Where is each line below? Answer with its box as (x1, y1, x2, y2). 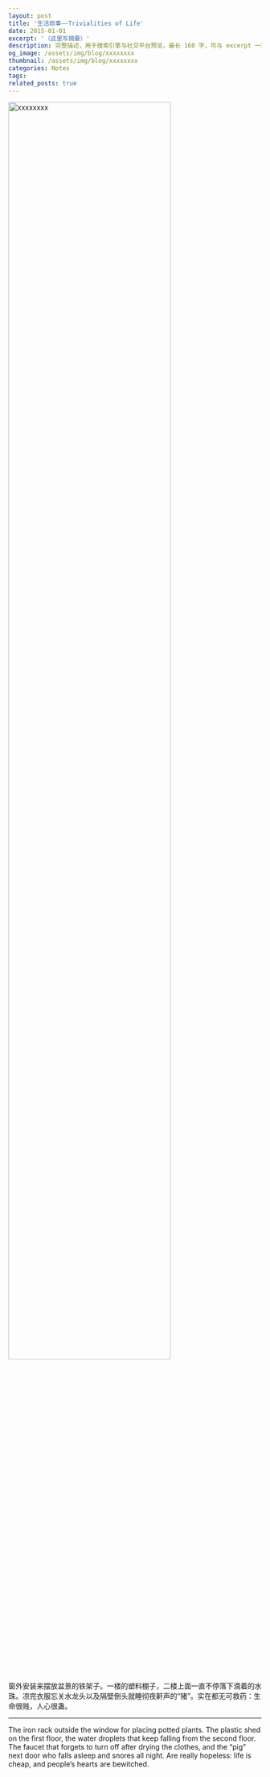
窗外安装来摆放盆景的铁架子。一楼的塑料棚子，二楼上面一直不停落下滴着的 (8, 1681, 255, 1691)
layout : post (8, 11, 52, 20)
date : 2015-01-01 (8, 27, 67, 35)
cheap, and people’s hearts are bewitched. (8, 1758, 149, 1769)
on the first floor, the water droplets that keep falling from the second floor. (8, 1733, 256, 1743)
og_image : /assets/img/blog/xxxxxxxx (8, 49, 135, 57)
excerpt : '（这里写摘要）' (8, 34, 91, 43)
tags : (8, 72, 27, 80)
